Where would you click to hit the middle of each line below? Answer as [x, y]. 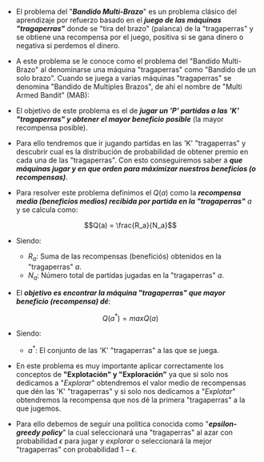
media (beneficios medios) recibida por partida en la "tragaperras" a [134, 201]
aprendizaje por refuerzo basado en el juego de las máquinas [118, 20]
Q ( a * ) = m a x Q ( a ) [130, 317]
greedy [28, 432]
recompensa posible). [52, 128]
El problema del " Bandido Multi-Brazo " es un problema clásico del [126, 12]
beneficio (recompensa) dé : [63, 301]
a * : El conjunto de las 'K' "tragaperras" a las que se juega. [124, 350]
